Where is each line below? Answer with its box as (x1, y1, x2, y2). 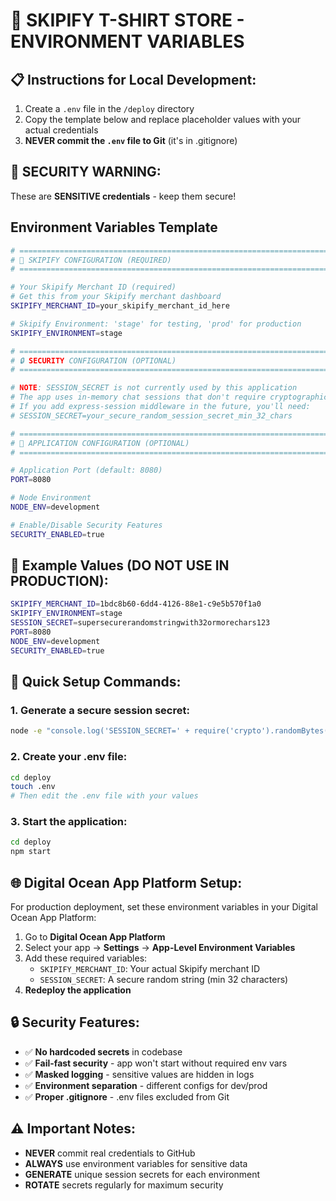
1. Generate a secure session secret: (10, 704, 190, 717)
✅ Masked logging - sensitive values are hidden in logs (24, 1068, 255, 1080)
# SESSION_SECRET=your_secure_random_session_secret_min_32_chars (10, 410, 293, 421)
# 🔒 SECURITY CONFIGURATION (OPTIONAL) (10, 355, 177, 366)
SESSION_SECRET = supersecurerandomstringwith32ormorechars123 (10, 618, 271, 628)
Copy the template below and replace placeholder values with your (24, 114, 302, 125)
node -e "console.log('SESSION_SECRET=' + (10, 726, 190, 736)
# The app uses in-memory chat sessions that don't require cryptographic (10, 392, 329, 403)
